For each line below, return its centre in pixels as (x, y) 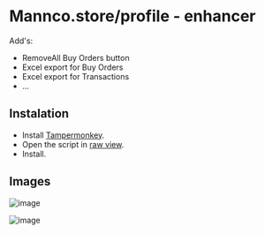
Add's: (21, 41)
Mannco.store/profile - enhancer (132, 16)
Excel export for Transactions (76, 76)
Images (30, 181)
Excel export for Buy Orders (72, 67)
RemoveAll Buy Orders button (76, 57)
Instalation (39, 113)
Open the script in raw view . (73, 144)
